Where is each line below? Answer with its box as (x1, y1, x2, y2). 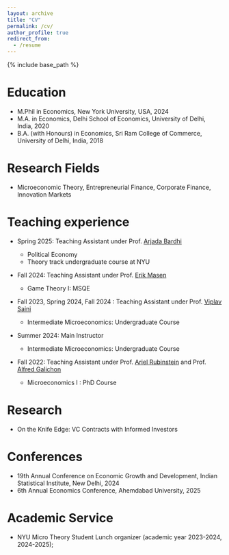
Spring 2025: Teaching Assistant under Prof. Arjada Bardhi (16, 237, 183, 245)
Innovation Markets (16, 190, 72, 199)
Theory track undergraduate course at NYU (27, 258, 150, 266)
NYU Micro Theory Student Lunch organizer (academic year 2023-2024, (16, 532, 222, 541)
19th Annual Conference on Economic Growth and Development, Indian (16, 471, 217, 480)
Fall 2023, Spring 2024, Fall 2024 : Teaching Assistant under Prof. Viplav (16, 297, 222, 306)
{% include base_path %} (7, 61, 79, 69)
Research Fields (7, 160, 100, 176)
